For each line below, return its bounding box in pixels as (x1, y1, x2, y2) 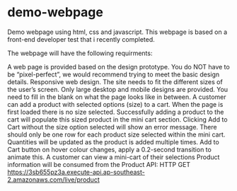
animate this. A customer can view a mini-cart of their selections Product (7, 153, 220, 161)
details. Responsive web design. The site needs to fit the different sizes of (7, 77, 223, 86)
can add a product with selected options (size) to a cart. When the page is (7, 100, 224, 108)
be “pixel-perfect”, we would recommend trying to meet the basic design (7, 70, 220, 79)
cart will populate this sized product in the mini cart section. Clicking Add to (7, 115, 228, 124)
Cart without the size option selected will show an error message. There (7, 122, 217, 131)
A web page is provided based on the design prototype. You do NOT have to (7, 62, 230, 71)
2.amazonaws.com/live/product (7, 175, 100, 184)
